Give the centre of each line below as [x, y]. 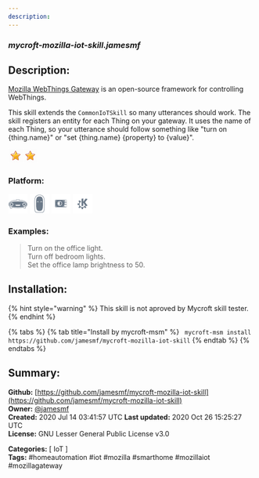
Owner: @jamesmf [39, 408]
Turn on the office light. [65, 248]
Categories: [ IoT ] [38, 449]
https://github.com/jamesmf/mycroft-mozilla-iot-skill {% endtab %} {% [129, 340]
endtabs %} [27, 348]
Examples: [29, 231]
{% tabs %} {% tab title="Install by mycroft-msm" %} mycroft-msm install [130, 331]
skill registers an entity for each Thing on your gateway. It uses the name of [130, 121]
